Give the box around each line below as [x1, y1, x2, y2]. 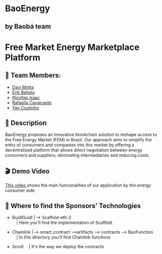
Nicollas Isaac [12, 94, 40, 100]
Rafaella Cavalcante [12, 100, 52, 105]
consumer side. [5, 187, 36, 193]
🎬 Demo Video [5, 167, 50, 175]
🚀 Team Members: [5, 71, 61, 80]
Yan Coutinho [12, 105, 40, 111]
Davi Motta [12, 84, 34, 90]
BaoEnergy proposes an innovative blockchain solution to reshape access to [5, 132, 157, 137]
